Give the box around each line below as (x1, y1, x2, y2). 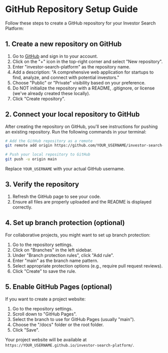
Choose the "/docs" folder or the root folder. (12, 321, 104, 327)
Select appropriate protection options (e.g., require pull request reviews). (12, 262, 163, 268)
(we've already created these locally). (12, 90, 90, 96)
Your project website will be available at (5, 336, 87, 342)
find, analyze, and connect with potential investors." (12, 74, 119, 80)
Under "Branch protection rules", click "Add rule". (12, 252, 114, 258)
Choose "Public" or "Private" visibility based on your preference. (12, 79, 146, 85)
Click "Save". (12, 326, 39, 333)
